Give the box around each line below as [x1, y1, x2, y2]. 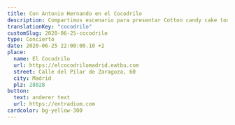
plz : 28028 [13, 81, 45, 88]
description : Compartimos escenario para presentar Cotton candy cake [7, 17, 218, 24]
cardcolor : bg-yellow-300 [7, 107, 83, 114]
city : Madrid [13, 74, 52, 82]
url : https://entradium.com [13, 101, 96, 108]
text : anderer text [13, 94, 71, 101]
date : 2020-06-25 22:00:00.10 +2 [7, 42, 105, 49]
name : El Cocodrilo [13, 56, 71, 62]
